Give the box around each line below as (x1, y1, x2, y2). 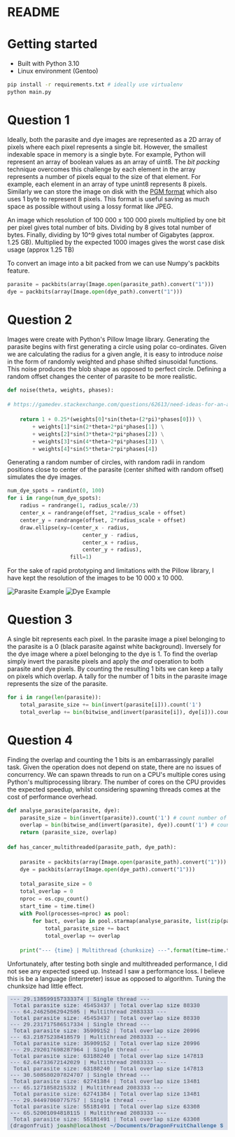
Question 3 (7, 612, 73, 628)
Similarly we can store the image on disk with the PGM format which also (7, 187, 218, 196)
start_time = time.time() (20, 903, 96, 910)
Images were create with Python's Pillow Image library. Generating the (7, 335, 210, 343)
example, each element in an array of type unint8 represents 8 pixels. (7, 180, 208, 188)
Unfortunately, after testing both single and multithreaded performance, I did (7, 959, 228, 968)
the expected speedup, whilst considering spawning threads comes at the (7, 785, 221, 794)
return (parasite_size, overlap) (20, 829, 117, 836)
